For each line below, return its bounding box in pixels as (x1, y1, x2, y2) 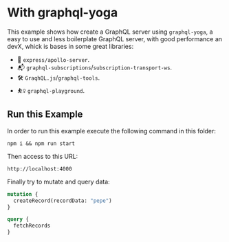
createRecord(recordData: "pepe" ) (13, 197, 112, 204)
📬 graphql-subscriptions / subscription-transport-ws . (17, 63, 173, 71)
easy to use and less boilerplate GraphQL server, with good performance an (7, 34, 222, 43)
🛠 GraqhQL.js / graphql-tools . (17, 74, 100, 82)
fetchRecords (13, 222, 51, 230)
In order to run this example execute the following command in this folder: (7, 126, 217, 135)
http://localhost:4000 (7, 165, 72, 173)
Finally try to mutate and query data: (7, 177, 110, 186)
